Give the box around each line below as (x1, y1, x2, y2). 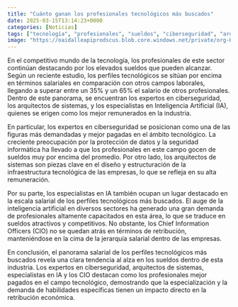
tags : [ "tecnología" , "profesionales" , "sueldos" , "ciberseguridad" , (7, 30, 217, 38)
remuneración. (7, 175, 50, 184)
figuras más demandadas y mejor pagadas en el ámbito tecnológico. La (7, 130, 216, 139)
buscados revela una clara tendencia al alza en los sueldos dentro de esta (7, 256, 223, 264)
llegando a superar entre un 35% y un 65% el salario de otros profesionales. (7, 86, 230, 95)
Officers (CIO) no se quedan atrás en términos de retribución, (7, 227, 187, 235)
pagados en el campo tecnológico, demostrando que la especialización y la (7, 278, 228, 287)
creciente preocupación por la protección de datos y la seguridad (7, 138, 199, 146)
